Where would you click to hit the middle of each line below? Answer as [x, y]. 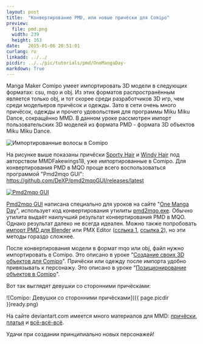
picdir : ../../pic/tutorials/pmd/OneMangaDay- [66, 63]
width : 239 [26, 35]
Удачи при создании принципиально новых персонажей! [81, 334]
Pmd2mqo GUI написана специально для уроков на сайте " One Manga [98, 204]
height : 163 [27, 40]
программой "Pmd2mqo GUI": [45, 174]
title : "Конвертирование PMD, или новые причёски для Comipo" [88, 18]
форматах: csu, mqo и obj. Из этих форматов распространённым [91, 93]
